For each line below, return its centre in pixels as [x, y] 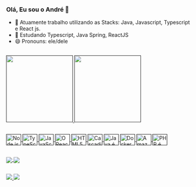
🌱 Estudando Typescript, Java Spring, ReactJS [72, 35]
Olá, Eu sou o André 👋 [38, 9]
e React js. [28, 28]
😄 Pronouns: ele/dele [41, 42]
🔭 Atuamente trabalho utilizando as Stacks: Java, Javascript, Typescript [102, 23]
